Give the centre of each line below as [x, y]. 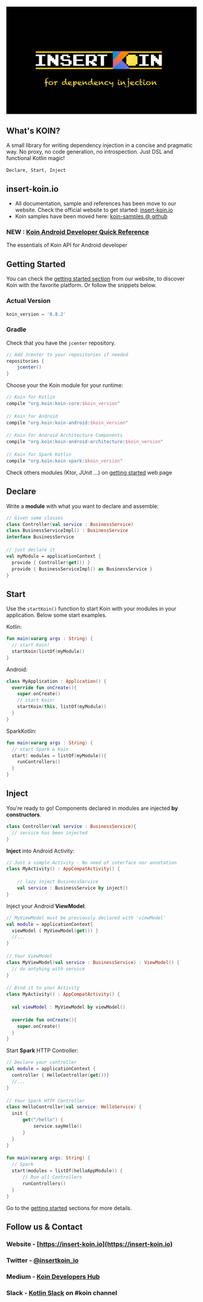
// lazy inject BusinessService [58, 882]
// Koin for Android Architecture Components [64, 435]
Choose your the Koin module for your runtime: [65, 385]
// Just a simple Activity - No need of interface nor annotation [92, 862]
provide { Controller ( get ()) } [51, 562]
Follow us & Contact [44, 1227]
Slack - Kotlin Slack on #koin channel [62, 1293]
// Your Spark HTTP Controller [46, 1101]
